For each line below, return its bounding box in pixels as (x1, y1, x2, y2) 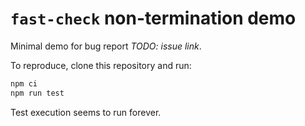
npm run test (10, 88, 65, 98)
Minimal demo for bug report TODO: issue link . (10, 40, 202, 52)
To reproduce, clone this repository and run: (10, 59, 192, 71)
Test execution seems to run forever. (10, 106, 162, 118)
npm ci (10, 78, 38, 89)
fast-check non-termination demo (10, 7, 297, 30)
